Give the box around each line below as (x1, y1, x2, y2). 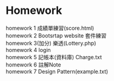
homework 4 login (5, 46, 51, 53)
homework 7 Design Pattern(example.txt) (5, 68, 109, 75)
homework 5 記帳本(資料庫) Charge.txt (5, 53, 102, 60)
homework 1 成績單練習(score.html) (5, 24, 95, 31)
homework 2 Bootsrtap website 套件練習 (5, 31, 107, 39)
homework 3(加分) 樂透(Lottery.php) (5, 39, 96, 47)
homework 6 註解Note (5, 61, 61, 68)
